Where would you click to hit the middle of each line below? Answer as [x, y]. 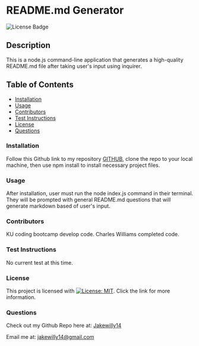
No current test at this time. [40, 262]
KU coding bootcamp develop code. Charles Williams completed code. [93, 234]
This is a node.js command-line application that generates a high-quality [95, 59]
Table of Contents [40, 85]
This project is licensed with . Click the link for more [88, 291]
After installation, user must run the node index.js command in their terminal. [100, 193]
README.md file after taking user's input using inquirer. [74, 66]
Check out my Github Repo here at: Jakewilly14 [64, 326]
